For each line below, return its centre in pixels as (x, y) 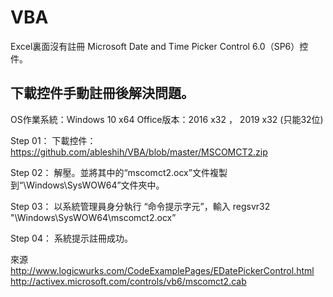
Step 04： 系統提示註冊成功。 (71, 238)
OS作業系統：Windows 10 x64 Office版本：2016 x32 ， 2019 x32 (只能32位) (167, 119)
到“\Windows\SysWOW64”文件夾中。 (87, 185)
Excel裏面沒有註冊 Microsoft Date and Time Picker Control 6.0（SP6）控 (159, 46)
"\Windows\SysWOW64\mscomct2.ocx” (93, 217)
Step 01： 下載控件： (53, 140)
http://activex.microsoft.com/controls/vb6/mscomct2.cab (128, 281)
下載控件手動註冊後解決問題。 (102, 93)
